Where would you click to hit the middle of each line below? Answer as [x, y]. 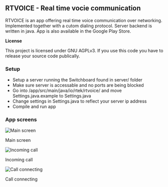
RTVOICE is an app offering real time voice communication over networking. [84, 20]
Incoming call [19, 160]
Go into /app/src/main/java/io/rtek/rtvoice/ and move [67, 90]
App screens [21, 120]
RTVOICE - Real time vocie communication [73, 8]
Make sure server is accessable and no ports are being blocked [78, 85]
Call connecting [21, 179]
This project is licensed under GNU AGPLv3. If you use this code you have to [84, 50]
